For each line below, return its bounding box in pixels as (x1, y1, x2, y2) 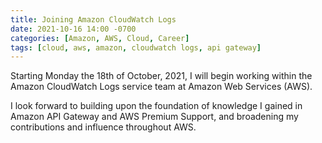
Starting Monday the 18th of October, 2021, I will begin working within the (10, 70, 313, 82)
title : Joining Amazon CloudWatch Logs (10, 14, 177, 25)
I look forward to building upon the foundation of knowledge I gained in (10, 100, 303, 112)
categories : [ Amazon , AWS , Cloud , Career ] (10, 33, 190, 43)
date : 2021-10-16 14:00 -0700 (10, 24, 137, 34)
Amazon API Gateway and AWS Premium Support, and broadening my (10, 111, 299, 123)
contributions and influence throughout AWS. (10, 121, 197, 133)
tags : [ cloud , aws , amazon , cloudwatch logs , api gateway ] (10, 42, 262, 53)
